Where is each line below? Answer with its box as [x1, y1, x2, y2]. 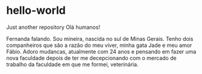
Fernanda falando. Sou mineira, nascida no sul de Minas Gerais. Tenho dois [6, 35, 194, 42]
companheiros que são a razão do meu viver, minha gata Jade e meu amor [6, 42, 192, 49]
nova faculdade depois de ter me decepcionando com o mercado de [6, 54, 177, 61]
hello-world [6, 4, 66, 17]
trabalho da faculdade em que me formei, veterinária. [6, 61, 139, 68]
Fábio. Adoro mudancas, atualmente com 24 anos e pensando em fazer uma [6, 48, 197, 55]
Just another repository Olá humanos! [6, 23, 101, 31]
